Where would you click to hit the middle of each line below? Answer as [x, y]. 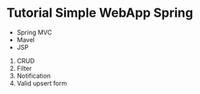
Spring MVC [34, 32]
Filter [24, 68]
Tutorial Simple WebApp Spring [100, 13]
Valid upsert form [42, 83]
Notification [33, 76]
